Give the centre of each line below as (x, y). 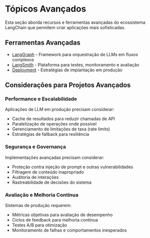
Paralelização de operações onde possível (54, 124)
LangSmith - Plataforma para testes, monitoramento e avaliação (75, 64)
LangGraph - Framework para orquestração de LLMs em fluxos (75, 54)
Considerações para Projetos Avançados (68, 85)
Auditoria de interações (35, 177)
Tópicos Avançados (45, 9)
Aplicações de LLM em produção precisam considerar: (60, 110)
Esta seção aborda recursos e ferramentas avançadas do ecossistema (75, 22)
